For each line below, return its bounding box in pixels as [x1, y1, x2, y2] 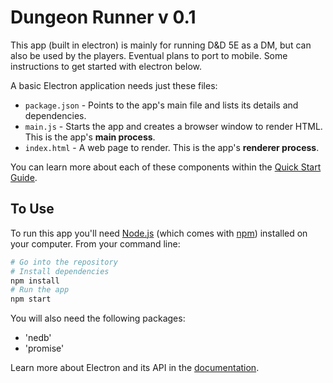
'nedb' [24, 332, 52, 344]
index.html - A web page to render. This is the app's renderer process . [24, 141, 320, 153]
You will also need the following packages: [10, 312, 186, 325]
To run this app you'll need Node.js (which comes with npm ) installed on [10, 227, 308, 239]
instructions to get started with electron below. [10, 60, 202, 72]
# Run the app [10, 285, 70, 295]
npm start [10, 294, 52, 305]
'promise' [24, 342, 65, 355]
